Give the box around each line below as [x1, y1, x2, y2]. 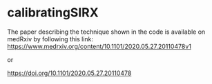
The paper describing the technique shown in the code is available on [7, 28, 206, 36]
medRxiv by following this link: [7, 34, 94, 43]
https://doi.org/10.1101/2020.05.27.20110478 [7, 69, 132, 77]
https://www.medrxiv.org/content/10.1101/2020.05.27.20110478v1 [7, 42, 192, 50]
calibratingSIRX [7, 5, 99, 21]
